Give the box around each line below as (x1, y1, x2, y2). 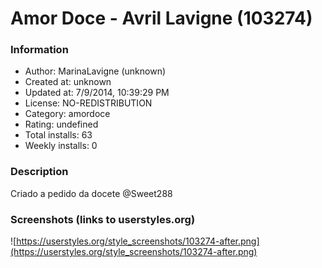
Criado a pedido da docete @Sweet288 (10, 187, 173, 199)
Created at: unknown (24, 76, 112, 88)
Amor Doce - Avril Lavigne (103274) (10, 7, 313, 30)
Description (10, 165, 69, 179)
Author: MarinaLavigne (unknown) (24, 65, 167, 77)
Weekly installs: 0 (24, 140, 98, 152)
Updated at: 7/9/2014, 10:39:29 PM (24, 87, 170, 99)
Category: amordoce (24, 108, 111, 120)
